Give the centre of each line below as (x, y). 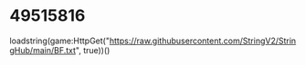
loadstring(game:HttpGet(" (59, 41)
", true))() (93, 50)
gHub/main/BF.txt (42, 50)
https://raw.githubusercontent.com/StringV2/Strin (203, 41)
